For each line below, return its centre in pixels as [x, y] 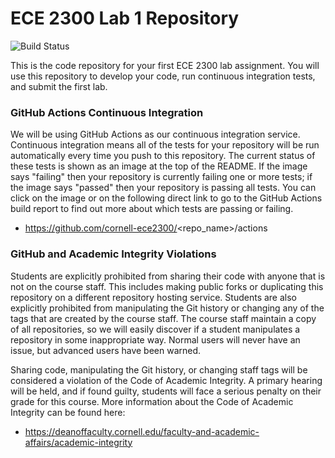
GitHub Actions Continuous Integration [107, 112]
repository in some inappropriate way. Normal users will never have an [155, 339]
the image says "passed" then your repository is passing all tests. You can [163, 188]
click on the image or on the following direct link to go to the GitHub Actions [166, 198]
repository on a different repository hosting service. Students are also [153, 297]
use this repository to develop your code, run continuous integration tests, [163, 76]
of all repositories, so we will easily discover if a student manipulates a [155, 329]
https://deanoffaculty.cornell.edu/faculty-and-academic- [142, 431]
